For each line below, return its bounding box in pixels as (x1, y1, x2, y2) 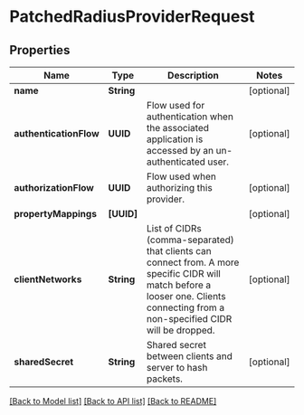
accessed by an (146, 145, 214, 156)
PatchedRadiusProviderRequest (9, 6, 255, 27)
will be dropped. (146, 324, 215, 336)
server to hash (146, 362, 208, 373)
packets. (146, 373, 184, 385)
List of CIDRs (146, 222, 202, 234)
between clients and (146, 350, 233, 363)
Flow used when (146, 170, 217, 183)
